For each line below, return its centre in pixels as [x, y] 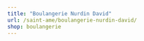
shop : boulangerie [34, 26]
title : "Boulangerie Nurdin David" [60, 14]
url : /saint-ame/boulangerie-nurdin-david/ [72, 20]
